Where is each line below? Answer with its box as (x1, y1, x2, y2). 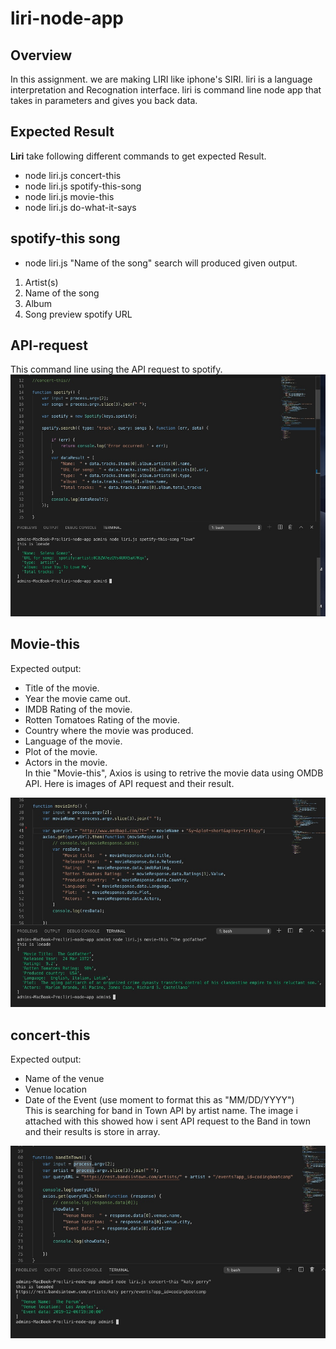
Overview (10, 47, 73, 64)
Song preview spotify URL (24, 308, 133, 320)
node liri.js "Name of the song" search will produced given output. (24, 257, 298, 269)
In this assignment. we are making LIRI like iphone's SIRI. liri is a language (10, 73, 313, 85)
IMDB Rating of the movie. (24, 703, 133, 715)
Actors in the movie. (24, 756, 108, 768)
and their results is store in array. (24, 1125, 161, 1137)
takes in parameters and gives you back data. (10, 95, 198, 106)
